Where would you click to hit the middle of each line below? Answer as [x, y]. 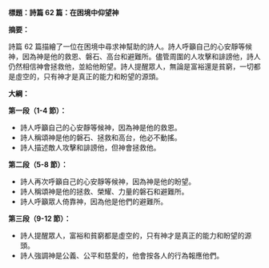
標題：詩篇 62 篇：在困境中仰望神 [64, 12]
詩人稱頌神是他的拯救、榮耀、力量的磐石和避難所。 [104, 192]
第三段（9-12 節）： [40, 218]
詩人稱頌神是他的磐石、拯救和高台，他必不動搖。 [100, 138]
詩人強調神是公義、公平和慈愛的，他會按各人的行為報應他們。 [122, 256]
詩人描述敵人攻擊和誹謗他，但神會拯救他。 [90, 148]
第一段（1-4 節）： [38, 110]
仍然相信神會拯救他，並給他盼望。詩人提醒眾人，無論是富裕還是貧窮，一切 [131, 66]
